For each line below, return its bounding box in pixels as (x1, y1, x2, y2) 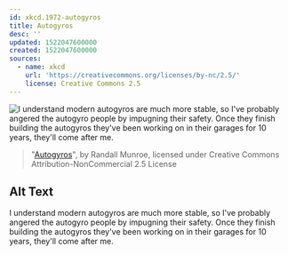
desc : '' (9, 29, 42, 38)
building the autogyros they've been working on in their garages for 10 (9, 227, 267, 237)
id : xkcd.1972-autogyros (9, 12, 101, 22)
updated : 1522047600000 (9, 37, 98, 47)
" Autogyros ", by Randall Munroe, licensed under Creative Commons (30, 148, 280, 160)
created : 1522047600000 (9, 46, 98, 55)
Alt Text (9, 184, 53, 200)
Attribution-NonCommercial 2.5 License (30, 158, 178, 169)
